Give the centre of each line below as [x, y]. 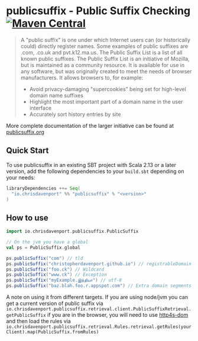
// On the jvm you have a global [47, 242]
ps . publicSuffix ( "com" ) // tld [45, 258]
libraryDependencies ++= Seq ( [43, 188]
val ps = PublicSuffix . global [43, 247]
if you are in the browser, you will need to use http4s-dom [118, 315]
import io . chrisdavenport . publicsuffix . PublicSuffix [72, 231]
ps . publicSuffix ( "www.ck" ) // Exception [57, 275]
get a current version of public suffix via [55, 304]
